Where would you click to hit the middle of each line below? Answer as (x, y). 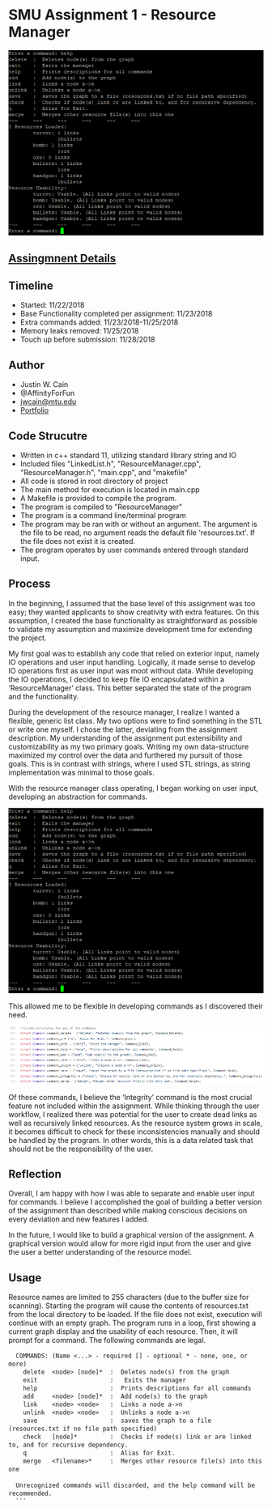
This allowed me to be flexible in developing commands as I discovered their (136, 1006)
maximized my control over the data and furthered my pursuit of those (125, 755)
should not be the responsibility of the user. (81, 1149)
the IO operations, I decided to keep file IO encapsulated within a (117, 679)
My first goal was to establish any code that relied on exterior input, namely (134, 653)
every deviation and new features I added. (79, 1219)
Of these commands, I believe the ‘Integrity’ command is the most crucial (130, 1097)
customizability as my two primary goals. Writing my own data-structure (129, 746)
